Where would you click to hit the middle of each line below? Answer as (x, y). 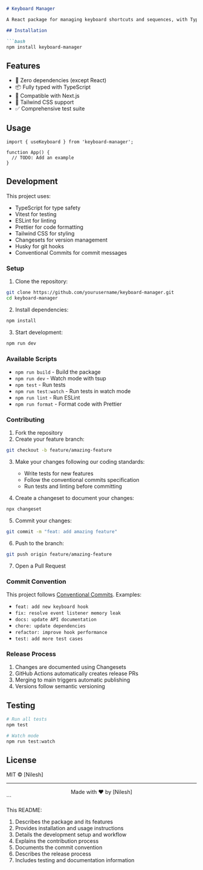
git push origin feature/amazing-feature (59, 554)
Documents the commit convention (59, 848)
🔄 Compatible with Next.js (47, 96)
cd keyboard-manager (32, 298)
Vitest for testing (36, 214)
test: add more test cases (49, 639)
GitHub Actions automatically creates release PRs (77, 674)
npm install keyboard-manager (44, 47)
